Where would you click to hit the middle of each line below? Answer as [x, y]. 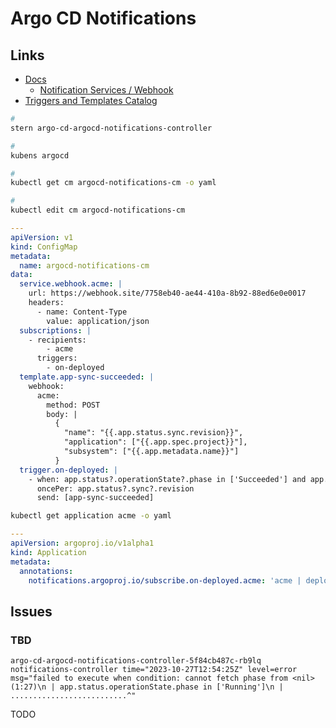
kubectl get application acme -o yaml [91, 516]
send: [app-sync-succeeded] [95, 498]
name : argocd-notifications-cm [84, 265]
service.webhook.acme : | [71, 284]
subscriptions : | [55, 330]
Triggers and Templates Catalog [91, 100]
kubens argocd [40, 155]
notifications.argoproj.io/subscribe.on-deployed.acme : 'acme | [165, 580]
